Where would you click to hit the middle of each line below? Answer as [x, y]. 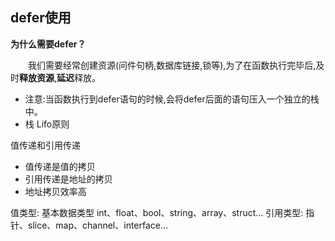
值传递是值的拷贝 [60, 166]
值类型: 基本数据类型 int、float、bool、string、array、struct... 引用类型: [157, 212]
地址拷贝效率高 [55, 191]
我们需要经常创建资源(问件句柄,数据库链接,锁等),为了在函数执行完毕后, [172, 65]
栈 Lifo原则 [47, 124]
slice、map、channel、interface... [98, 225]
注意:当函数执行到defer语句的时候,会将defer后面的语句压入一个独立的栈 [172, 99]
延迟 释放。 [79, 77]
